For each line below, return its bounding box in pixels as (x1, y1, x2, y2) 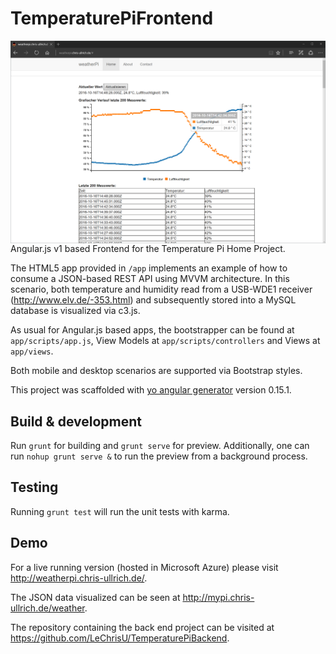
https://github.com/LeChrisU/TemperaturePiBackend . (10, 632, 230, 644)
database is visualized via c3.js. (10, 305, 141, 317)
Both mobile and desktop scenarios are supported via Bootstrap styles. (10, 365, 303, 377)
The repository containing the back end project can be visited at (10, 621, 275, 633)
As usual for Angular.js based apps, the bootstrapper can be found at (10, 324, 295, 336)
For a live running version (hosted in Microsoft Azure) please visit (10, 561, 279, 573)
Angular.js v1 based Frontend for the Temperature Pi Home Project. (10, 243, 286, 255)
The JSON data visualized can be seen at (10, 591, 181, 603)
